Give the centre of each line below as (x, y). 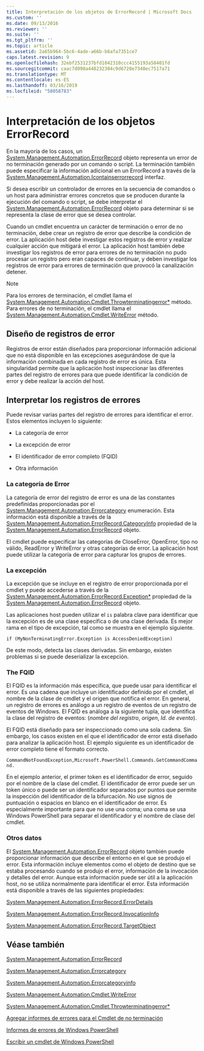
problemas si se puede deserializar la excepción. (68, 657)
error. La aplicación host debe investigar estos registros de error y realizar (99, 239)
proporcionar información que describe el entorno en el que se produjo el (98, 858)
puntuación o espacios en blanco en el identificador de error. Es (87, 803)
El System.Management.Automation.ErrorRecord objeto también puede (95, 851)
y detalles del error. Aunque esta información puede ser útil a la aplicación (100, 877)
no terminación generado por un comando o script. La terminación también (100, 164)
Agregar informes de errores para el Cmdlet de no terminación (85, 1018)
